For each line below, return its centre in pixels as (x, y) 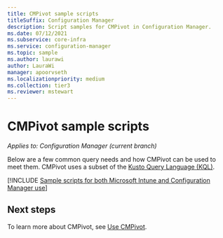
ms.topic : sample (33, 53)
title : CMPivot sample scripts (53, 14)
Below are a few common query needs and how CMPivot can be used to (111, 160)
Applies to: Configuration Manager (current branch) (82, 146)
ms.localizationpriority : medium (56, 79)
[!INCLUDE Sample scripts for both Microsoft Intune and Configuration (109, 181)
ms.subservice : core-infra (47, 40)
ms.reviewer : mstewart (40, 92)
